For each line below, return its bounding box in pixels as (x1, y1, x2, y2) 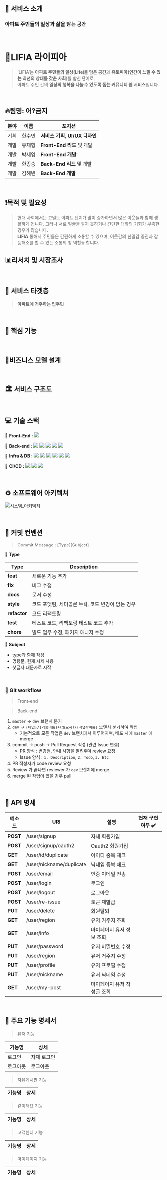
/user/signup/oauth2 (26, 842, 75, 849)
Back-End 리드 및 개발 (40, 161, 92, 168)
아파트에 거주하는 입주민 (17, 301, 64, 307)
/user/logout (26, 889, 55, 896)
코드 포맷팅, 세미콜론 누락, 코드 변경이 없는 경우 (32, 601, 136, 608)
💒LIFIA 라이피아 (5, 51, 67, 63)
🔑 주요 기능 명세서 (5, 1016, 56, 1025)
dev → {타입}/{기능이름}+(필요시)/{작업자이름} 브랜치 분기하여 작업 (12, 724, 138, 730)
